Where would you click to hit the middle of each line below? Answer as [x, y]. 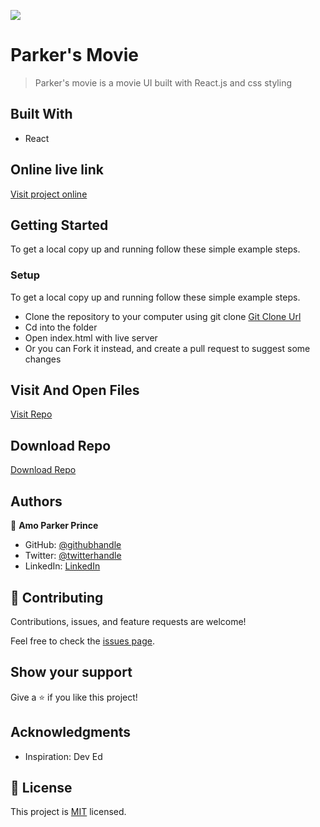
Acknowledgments [71, 732]
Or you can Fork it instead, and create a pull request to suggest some [167, 348]
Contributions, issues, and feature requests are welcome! [128, 621]
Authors [36, 501]
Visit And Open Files [75, 390]
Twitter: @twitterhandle [73, 556]
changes [43, 359]
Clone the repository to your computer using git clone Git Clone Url [163, 316]
